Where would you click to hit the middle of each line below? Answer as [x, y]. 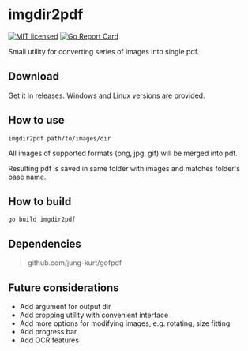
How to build [40, 202]
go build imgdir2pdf [42, 220]
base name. [27, 177]
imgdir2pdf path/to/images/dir [60, 138]
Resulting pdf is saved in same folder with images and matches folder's [124, 168]
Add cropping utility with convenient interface [94, 315]
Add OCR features [49, 340]
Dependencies [45, 243]
